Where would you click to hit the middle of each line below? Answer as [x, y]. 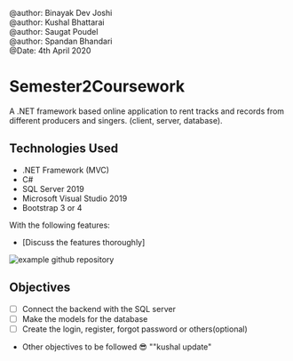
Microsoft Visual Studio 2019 [75, 198]
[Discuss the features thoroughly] [83, 242]
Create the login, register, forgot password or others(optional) [135, 329]
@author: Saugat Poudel [54, 32]
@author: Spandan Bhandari [61, 41]
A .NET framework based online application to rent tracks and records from [147, 111]
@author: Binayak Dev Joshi [61, 13]
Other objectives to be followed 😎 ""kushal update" [117, 347]
